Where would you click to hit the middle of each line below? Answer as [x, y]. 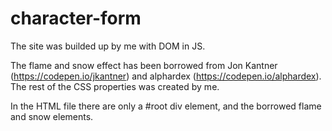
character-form [76, 18]
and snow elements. [52, 116]
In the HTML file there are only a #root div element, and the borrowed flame [166, 106]
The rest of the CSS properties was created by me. [115, 86]
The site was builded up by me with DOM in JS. [108, 46]
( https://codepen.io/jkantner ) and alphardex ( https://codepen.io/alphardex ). [166, 76]
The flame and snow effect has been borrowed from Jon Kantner [144, 65]
